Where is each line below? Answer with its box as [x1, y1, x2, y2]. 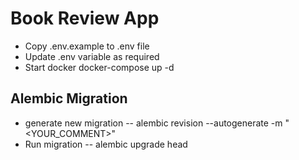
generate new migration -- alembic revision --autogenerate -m [24, 117, 283, 129]
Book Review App [10, 7, 160, 30]
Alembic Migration [10, 90, 128, 107]
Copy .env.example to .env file [24, 40, 150, 52]
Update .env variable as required [24, 50, 160, 62]
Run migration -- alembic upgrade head [24, 138, 188, 150]
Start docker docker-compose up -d [24, 61, 175, 73]
